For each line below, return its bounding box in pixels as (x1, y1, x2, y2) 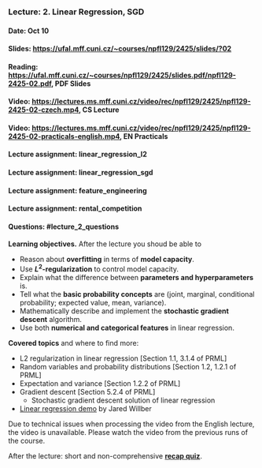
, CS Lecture (78, 105, 120, 114)
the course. (8, 436, 46, 446)
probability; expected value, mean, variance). (19, 298, 167, 308)
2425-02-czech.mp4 (8, 105, 79, 114)
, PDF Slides (50, 78, 91, 88)
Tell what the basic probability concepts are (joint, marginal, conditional (19, 290, 255, 299)
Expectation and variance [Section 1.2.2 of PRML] (19, 379, 181, 388)
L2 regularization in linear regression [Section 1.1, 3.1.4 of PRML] (19, 354, 227, 363)
